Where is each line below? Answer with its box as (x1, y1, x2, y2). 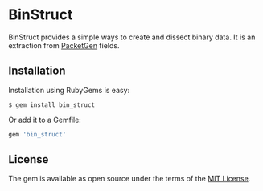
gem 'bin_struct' (8, 130, 67, 138)
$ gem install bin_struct (8, 100, 95, 109)
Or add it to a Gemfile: (8, 115, 82, 124)
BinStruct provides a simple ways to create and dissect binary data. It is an (8, 32, 256, 42)
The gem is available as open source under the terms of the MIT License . (8, 174, 251, 184)
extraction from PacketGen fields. (8, 40, 120, 50)
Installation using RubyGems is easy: (8, 85, 130, 95)
